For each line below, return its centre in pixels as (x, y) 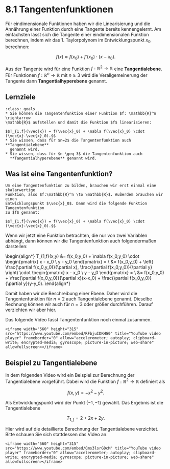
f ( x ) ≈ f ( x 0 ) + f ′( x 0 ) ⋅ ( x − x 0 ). (86, 57)
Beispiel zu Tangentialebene (51, 363)
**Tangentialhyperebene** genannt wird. (53, 158)
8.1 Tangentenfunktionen (59, 9)
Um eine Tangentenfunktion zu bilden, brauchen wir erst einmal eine (81, 186)
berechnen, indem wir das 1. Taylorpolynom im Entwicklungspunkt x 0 (78, 40)
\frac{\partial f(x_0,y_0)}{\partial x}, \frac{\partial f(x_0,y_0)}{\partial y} (79, 267)
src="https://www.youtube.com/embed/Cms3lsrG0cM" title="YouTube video (83, 448)
